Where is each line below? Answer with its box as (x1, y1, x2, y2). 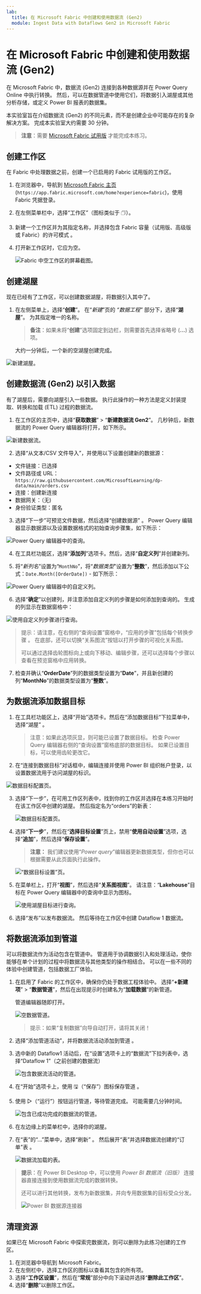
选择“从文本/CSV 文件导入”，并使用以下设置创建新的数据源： (14, 449, 166, 456)
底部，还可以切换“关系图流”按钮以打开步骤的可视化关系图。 (40, 636, 187, 643)
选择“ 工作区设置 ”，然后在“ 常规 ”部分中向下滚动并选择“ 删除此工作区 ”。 (14, 1274, 187, 1281)
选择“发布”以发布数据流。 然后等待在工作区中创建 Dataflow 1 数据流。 (14, 914, 187, 921)
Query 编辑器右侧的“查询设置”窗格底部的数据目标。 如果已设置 (29, 741, 185, 748)
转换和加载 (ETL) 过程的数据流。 (16, 403, 97, 410)
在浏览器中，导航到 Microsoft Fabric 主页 (14, 181, 117, 188)
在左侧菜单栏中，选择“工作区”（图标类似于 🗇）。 (14, 209, 134, 217)
